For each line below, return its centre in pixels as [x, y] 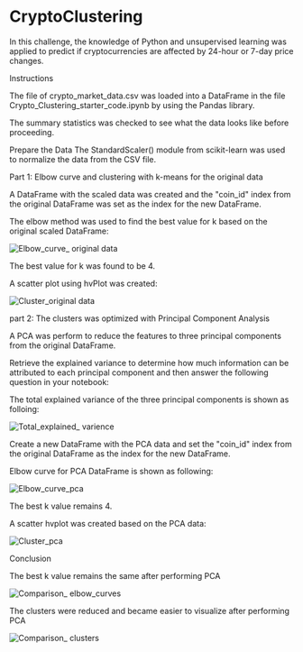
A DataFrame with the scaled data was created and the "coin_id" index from [150, 194]
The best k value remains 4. [61, 506]
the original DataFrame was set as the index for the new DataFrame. [135, 204]
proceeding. [32, 132]
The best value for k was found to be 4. [83, 266]
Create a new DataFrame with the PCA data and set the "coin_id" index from [151, 444]
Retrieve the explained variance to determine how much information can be [149, 363]
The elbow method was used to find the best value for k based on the [138, 221]
